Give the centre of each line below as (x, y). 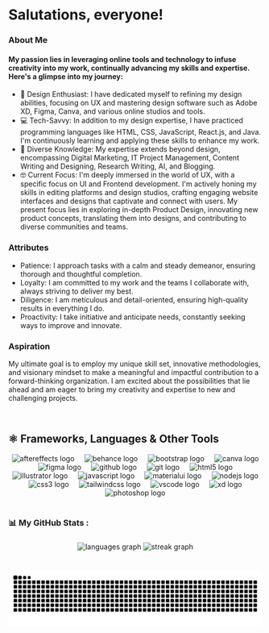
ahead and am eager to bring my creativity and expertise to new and (122, 389)
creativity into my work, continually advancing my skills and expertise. (129, 68)
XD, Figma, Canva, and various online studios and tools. (112, 111)
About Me (28, 40)
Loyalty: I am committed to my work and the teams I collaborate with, (134, 282)
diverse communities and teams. (74, 227)
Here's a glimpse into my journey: (66, 76)
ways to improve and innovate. (71, 325)
